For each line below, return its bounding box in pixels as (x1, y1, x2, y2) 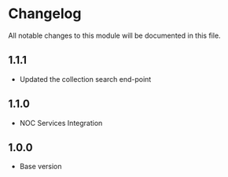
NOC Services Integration (19, 118, 103, 127)
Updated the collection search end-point (19, 74, 152, 83)
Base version (19, 162, 62, 171)
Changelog (8, 5, 82, 23)
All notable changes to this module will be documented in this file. (8, 31, 222, 40)
